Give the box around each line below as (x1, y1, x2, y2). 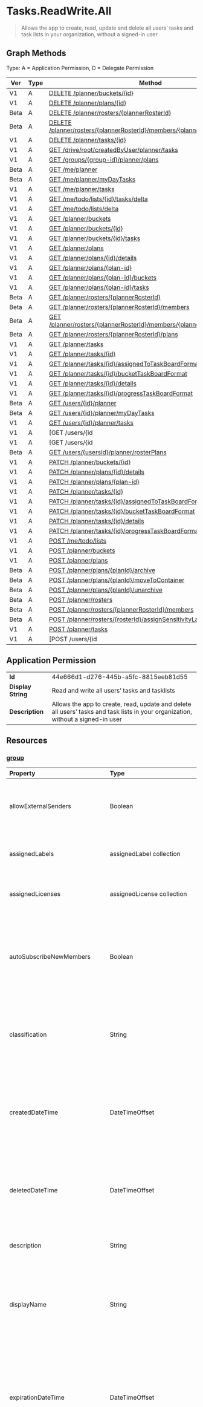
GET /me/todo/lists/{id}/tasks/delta (49, 195, 148, 203)
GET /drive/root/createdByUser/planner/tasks (49, 145, 178, 154)
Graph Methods (6, 48, 66, 59)
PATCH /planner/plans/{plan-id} (49, 477, 140, 486)
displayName (9, 1301, 47, 1309)
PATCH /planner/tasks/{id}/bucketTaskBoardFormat (49, 507, 195, 515)
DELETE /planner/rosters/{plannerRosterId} (49, 108, 171, 117)
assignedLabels (9, 850, 54, 858)
